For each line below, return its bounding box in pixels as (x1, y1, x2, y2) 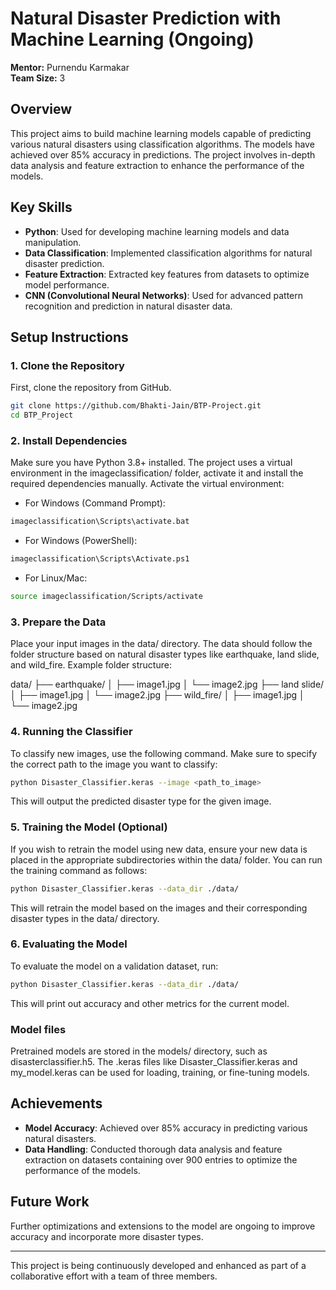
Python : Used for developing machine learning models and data (24, 225, 290, 237)
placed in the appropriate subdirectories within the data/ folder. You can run (10, 853, 323, 866)
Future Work (10, 1193, 90, 1211)
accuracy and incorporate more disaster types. (10, 1230, 204, 1242)
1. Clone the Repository (10, 358, 125, 372)
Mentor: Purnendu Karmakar (10, 61, 130, 73)
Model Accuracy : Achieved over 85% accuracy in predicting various (24, 1122, 308, 1134)
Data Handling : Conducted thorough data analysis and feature (24, 1143, 283, 1155)
